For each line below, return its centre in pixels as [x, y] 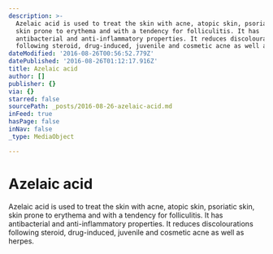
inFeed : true [30, 114]
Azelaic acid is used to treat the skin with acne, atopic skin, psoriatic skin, [132, 206]
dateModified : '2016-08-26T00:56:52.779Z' [81, 54]
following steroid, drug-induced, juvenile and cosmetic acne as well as [126, 232]
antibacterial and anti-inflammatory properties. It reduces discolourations [131, 223]
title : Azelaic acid [43, 69]
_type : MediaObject [41, 136]
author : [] [27, 76]
